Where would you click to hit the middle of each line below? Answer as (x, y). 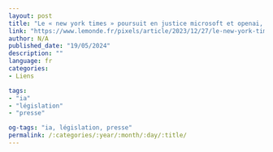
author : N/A (28, 38)
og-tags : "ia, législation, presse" (70, 128)
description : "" (36, 53)
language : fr (30, 61)
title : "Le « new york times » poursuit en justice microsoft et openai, (136, 23)
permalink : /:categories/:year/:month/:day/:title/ (97, 135)
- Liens (22, 76)
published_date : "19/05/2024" (60, 46)
